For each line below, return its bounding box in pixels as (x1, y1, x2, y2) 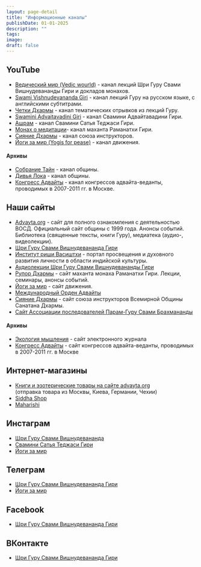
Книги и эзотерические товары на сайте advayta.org (14, 381, 150, 389)
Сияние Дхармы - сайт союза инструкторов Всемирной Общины (14, 295, 184, 302)
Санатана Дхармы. (14, 302, 64, 309)
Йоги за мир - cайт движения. (14, 282, 93, 290)
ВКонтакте (6, 538, 49, 548)
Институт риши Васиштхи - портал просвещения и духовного (14, 250, 174, 258)
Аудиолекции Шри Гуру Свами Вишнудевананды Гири (14, 263, 155, 270)
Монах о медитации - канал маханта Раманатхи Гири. (14, 125, 153, 133)
